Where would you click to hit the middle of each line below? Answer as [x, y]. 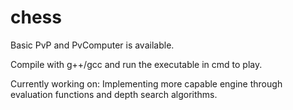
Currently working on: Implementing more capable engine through [146, 83]
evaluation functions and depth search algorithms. [114, 94]
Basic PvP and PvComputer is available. [92, 45]
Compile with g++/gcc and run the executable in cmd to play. [136, 64]
